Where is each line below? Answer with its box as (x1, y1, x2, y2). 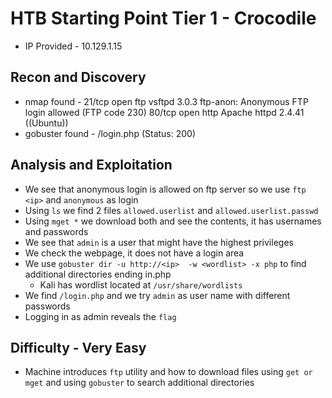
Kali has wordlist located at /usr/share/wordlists (39, 278, 243, 291)
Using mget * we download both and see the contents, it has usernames (24, 215, 322, 227)
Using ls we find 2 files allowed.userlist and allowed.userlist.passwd (24, 204, 319, 216)
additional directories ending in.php (24, 268, 172, 280)
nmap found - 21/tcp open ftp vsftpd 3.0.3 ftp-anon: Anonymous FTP (24, 95, 309, 107)
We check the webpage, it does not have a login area (24, 247, 245, 259)
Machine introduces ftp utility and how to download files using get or (24, 366, 313, 378)
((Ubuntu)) (24, 117, 69, 129)
